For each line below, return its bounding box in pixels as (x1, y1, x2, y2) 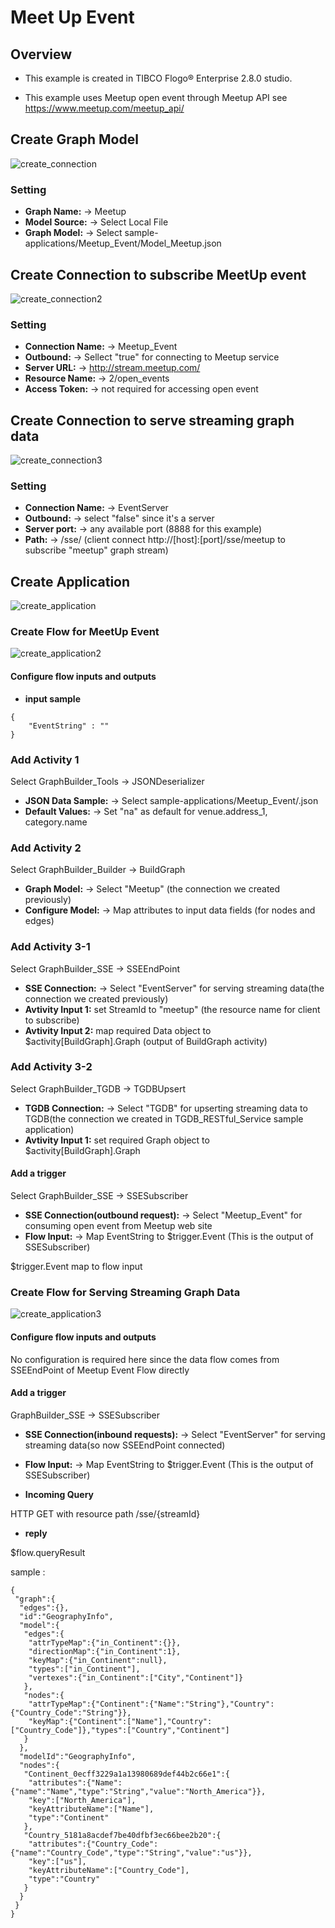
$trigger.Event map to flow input (10, 1261, 143, 1273)
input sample (24, 692, 81, 705)
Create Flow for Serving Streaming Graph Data (10, 1285, 241, 1299)
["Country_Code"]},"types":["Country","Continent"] (10, 1725, 230, 1735)
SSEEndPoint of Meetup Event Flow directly (10, 1364, 190, 1376)
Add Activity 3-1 (10, 940, 91, 954)
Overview (10, 46, 73, 63)
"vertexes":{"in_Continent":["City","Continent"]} (28, 1672, 244, 1683)
